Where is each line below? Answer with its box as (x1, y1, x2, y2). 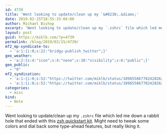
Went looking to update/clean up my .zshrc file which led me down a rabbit (5, 113, 160, 119)
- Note (9, 99, 23, 104)
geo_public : (5, 62, 30, 67)
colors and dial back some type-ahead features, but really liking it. (5, 123, 141, 129)
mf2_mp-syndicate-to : (5, 44, 50, 49)
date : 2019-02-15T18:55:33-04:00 (5, 16, 75, 21)
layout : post (5, 30, 32, 35)
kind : (5, 94, 16, 99)
